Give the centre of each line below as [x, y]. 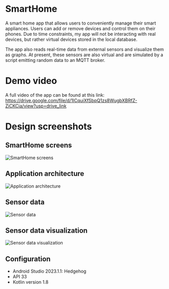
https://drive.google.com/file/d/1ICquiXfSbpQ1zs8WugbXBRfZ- [71, 100]
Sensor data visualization [47, 230]
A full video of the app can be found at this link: [55, 95]
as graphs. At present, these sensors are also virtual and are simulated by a [84, 55]
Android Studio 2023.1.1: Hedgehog [49, 271]
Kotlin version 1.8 [31, 282]
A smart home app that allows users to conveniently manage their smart [81, 23]
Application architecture [45, 174]
